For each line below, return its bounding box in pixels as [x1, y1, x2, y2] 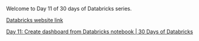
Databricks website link [6, 17, 64, 23]
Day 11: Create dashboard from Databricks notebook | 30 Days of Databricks [6, 28, 193, 35]
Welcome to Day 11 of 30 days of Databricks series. [6, 5, 132, 12]
